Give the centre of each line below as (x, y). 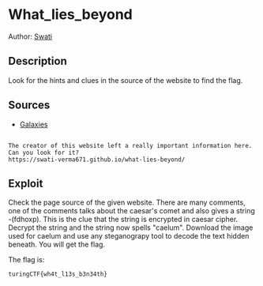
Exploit (26, 183)
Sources (29, 105)
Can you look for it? (44, 152)
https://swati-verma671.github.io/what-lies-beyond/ (97, 160)
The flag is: (26, 260)
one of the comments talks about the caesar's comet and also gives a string (131, 211)
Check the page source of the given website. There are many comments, (127, 202)
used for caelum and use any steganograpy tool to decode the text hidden (129, 236)
